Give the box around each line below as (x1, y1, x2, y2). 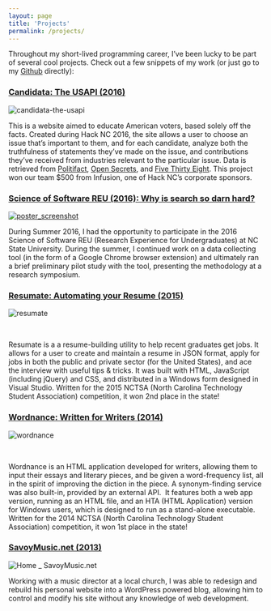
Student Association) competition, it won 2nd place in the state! (8, 391, 220, 401)
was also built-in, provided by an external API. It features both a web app (8, 487, 253, 497)
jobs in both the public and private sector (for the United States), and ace (8, 357, 252, 367)
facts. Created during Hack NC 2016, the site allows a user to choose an (8, 129, 248, 139)
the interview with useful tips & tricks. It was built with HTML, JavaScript (8, 365, 250, 375)
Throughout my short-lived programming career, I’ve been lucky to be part (8, 49, 257, 59)
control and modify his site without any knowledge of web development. (8, 593, 249, 603)
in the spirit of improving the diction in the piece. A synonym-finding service (8, 479, 262, 489)
